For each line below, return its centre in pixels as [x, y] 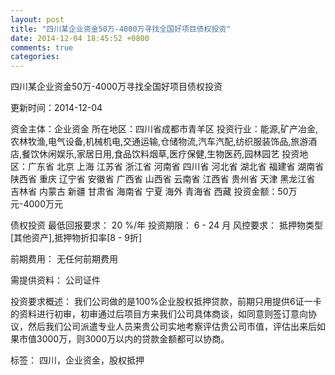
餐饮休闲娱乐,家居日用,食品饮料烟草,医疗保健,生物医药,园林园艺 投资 [160, 154]
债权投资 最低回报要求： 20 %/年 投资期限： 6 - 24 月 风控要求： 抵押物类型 [167, 225]
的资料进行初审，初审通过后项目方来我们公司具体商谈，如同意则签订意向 [159, 314]
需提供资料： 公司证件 [55, 280]
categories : [35, 57]
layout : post [37, 19]
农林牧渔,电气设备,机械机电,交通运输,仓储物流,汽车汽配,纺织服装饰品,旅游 [159, 142]
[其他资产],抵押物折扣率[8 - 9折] [76, 238]
